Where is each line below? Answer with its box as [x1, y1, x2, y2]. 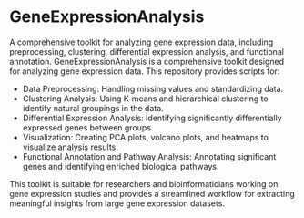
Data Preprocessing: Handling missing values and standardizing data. [22, 83, 284, 94]
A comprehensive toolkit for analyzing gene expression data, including [9, 36, 274, 47]
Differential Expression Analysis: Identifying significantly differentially [22, 112, 282, 123]
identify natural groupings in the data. [22, 102, 164, 113]
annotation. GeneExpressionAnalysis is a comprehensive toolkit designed [9, 56, 285, 67]
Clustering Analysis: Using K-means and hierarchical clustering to [22, 93, 269, 104]
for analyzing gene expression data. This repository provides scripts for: [9, 66, 280, 77]
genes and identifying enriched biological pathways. [22, 161, 220, 171]
